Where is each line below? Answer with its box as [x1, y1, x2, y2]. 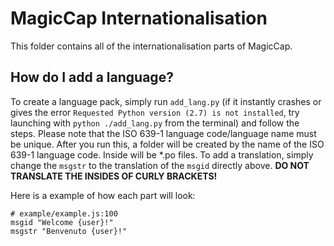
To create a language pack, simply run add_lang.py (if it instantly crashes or [10, 95, 322, 107]
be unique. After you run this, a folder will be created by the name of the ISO [10, 138, 325, 150]
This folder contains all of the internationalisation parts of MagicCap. [10, 40, 293, 52]
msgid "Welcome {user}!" [10, 217, 114, 227]
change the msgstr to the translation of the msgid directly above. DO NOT [10, 159, 310, 171]
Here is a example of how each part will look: [10, 189, 196, 201]
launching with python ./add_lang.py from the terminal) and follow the [10, 117, 300, 129]
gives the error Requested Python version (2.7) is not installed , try [10, 106, 300, 118]
